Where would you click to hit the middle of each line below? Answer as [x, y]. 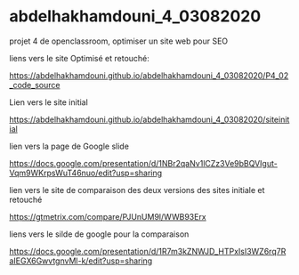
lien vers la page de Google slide [69, 146]
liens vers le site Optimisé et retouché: [79, 58]
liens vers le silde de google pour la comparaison [99, 234]
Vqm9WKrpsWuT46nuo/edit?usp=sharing [86, 173]
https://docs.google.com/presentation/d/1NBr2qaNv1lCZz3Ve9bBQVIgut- [143, 163]
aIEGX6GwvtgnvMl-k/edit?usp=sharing [81, 261]
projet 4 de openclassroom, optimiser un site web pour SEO [119, 41]
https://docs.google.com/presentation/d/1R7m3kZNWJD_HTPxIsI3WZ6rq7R [148, 251]
